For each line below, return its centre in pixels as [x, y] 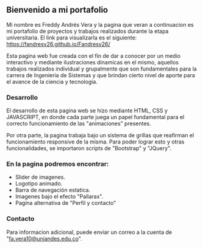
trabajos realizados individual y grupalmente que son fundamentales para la [101, 69]
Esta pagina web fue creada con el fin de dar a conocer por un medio [94, 56]
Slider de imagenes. [40, 177]
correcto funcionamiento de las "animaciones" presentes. [79, 123]
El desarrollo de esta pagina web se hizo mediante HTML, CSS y [87, 111]
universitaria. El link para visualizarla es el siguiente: [72, 37]
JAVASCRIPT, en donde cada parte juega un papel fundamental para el [95, 117]
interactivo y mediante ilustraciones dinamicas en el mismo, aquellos [92, 62]
